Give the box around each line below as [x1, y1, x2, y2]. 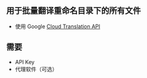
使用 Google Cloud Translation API [14, 23, 101, 30]
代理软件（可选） [14, 65, 58, 73]
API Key [14, 58, 35, 65]
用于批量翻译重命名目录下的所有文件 [6, 5, 141, 16]
